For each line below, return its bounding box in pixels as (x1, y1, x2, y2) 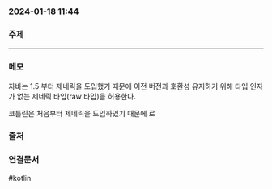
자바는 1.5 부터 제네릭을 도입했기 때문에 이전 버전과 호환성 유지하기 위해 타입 (8, 81, 249, 90)
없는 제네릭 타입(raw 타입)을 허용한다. (16, 91, 136, 101)
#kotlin (8, 173, 32, 183)
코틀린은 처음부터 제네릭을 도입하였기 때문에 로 (8, 108, 156, 118)
